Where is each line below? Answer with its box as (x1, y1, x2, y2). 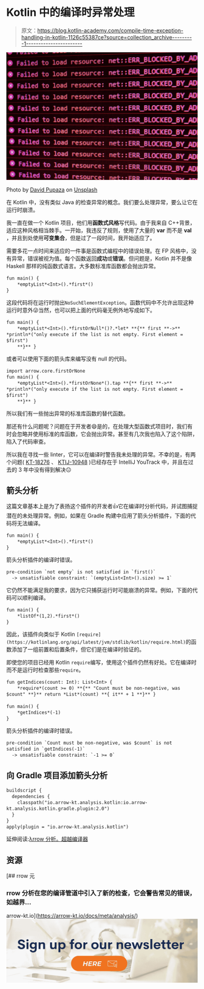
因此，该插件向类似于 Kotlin (6, 630, 75, 638)
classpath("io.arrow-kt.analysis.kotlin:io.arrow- (17, 800, 148, 806)
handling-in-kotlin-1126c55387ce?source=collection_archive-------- (21, 33, 192, 41)
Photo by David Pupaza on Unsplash (6, 186, 98, 193)
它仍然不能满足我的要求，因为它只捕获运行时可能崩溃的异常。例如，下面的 (6, 587, 192, 594)
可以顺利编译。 (11, 594, 49, 602)
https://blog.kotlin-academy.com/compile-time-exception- (37, 27, 184, 34)
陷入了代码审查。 (6, 438, 49, 445)
